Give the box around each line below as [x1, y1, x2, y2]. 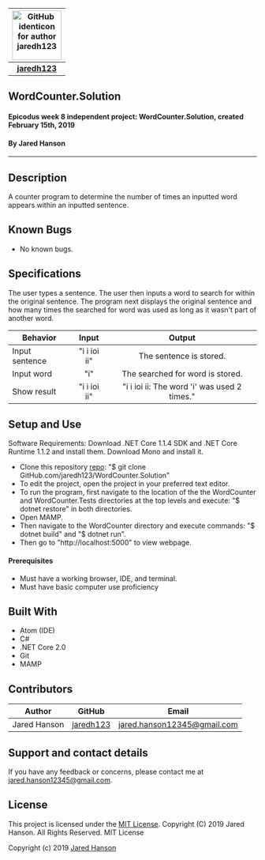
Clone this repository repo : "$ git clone [19, 462, 147, 472]
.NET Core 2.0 [19, 643, 66, 652]
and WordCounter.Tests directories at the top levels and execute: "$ [19, 496, 241, 505]
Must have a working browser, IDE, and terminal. [19, 573, 177, 583]
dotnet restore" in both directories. [19, 504, 132, 514]
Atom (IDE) [19, 626, 55, 636]
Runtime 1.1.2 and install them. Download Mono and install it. [8, 447, 203, 457]
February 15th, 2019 [8, 120, 75, 130]
